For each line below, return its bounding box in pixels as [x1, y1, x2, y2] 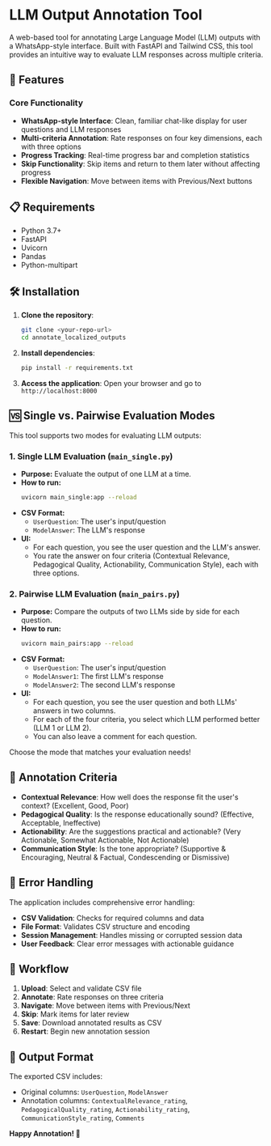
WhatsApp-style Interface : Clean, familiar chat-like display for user [20, 116, 248, 125]
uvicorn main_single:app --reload [20, 493, 137, 501]
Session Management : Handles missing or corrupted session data [20, 930, 243, 940]
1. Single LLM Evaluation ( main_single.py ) [9, 451, 173, 462]
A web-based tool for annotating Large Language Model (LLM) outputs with [9, 32, 261, 42]
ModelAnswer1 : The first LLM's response [32, 672, 165, 681]
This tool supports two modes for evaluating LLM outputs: [9, 431, 202, 440]
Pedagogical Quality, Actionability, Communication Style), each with [32, 559, 259, 569]
